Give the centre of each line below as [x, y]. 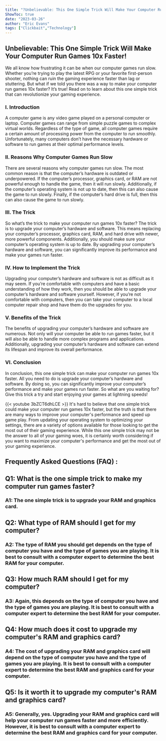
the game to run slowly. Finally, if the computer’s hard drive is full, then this [81, 194]
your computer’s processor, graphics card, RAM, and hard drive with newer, [82, 234]
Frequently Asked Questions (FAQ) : [62, 462]
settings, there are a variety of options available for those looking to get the [82, 425]
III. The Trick [20, 212]
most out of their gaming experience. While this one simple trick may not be [82, 430]
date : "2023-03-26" [25, 19]
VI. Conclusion [23, 363]
